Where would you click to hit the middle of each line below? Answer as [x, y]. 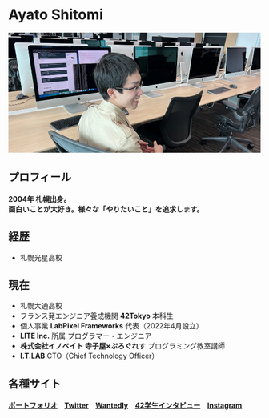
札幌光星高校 [41, 257]
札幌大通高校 [41, 306]
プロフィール [40, 177]
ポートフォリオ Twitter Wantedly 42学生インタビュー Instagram [125, 405]
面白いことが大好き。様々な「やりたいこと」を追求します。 [106, 209]
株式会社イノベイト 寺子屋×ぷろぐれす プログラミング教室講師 [122, 346]
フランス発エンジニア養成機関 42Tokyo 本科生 [96, 316]
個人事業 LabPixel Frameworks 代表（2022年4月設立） [111, 326]
